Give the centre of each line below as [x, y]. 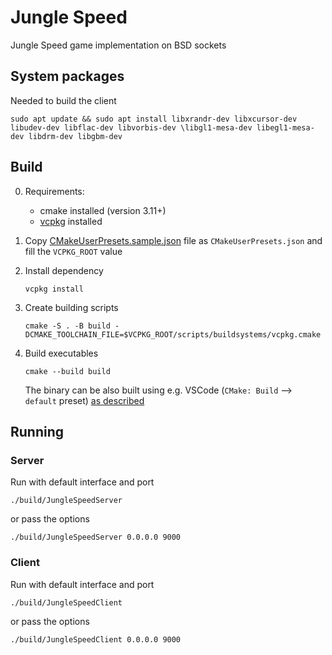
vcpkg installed [71, 221]
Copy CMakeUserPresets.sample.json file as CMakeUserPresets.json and [173, 240]
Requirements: [54, 191]
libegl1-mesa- [285, 127]
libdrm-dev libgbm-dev [75, 136]
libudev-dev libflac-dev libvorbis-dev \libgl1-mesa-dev [131, 127]
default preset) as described [84, 400]
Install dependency [64, 270]
